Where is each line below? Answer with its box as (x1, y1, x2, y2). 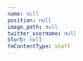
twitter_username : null (7, 29, 77, 37)
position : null (7, 17, 52, 24)
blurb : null (7, 36, 42, 43)
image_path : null (7, 23, 58, 30)
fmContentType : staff (7, 43, 71, 50)
